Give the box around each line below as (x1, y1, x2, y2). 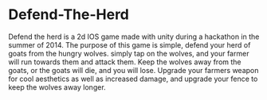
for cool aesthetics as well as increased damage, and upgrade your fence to (8, 74, 258, 83)
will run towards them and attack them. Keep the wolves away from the (8, 57, 241, 67)
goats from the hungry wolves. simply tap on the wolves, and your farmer (8, 48, 249, 58)
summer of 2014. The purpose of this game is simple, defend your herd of (8, 40, 251, 49)
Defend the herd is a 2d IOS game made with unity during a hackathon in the (8, 32, 260, 41)
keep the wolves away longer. (8, 82, 106, 92)
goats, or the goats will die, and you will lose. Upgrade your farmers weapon (8, 65, 259, 75)
